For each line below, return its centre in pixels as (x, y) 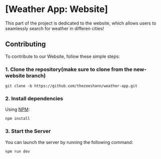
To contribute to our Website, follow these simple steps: (62, 56)
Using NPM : (17, 109)
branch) (36, 75)
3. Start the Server (28, 131)
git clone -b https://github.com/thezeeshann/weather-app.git (71, 86)
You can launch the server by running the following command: (69, 142)
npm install (17, 119)
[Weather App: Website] (57, 9)
